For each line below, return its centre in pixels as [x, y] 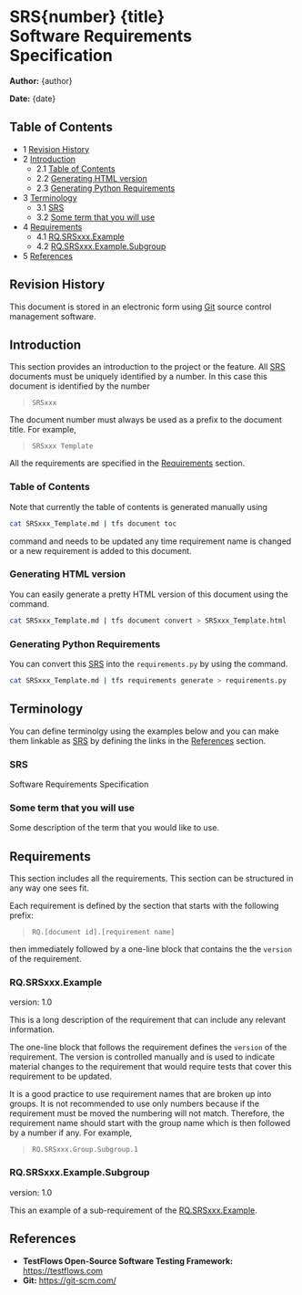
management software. [53, 316]
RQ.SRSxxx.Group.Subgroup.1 [85, 1150]
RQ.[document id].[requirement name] [103, 933]
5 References [47, 256]
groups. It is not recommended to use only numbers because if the [135, 1104]
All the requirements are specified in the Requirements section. [127, 464]
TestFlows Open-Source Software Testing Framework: [128, 1260]
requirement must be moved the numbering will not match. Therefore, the [147, 1113]
